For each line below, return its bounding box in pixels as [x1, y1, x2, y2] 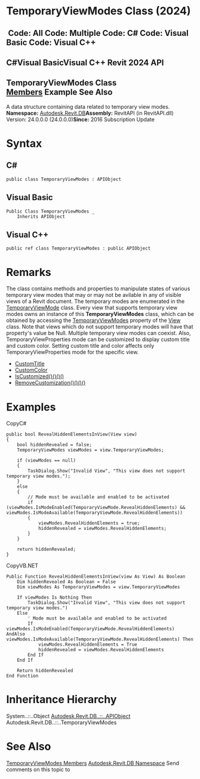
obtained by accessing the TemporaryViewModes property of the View [6, 317, 181, 324]
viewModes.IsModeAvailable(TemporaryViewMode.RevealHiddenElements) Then [6, 636, 194, 643]
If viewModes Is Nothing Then [17, 594, 93, 601]
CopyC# [6, 420, 27, 427]
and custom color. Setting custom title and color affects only [6, 342, 155, 349]
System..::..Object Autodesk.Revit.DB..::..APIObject [6, 713, 131, 720]
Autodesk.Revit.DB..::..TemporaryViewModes [6, 719, 117, 726]
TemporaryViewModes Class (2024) [6, 4, 191, 18]
